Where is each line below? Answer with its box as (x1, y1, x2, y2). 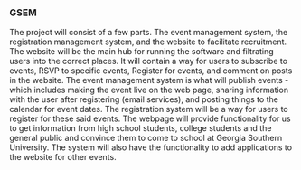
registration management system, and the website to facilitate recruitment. (9, 36, 287, 47)
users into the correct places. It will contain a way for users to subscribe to (9, 56, 287, 67)
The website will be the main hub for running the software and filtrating (9, 46, 274, 57)
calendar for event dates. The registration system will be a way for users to (9, 104, 288, 115)
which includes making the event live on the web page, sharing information (9, 84, 289, 96)
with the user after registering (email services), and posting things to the (9, 94, 278, 105)
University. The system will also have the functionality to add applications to (9, 142, 292, 153)
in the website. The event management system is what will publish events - (9, 75, 289, 86)
